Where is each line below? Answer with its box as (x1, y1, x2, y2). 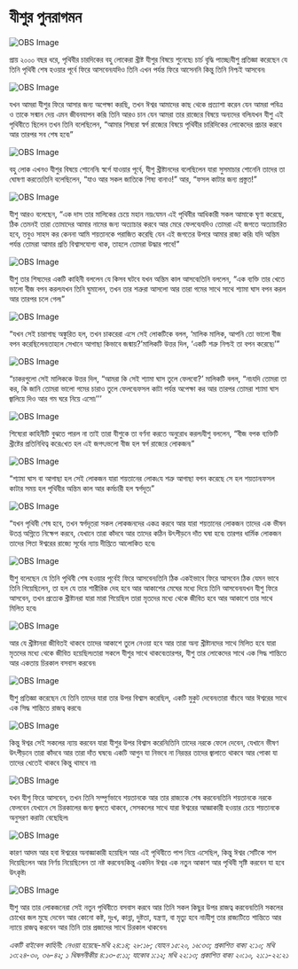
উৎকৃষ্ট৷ (9, 867, 27, 878)
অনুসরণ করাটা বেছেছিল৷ (9, 812, 69, 823)
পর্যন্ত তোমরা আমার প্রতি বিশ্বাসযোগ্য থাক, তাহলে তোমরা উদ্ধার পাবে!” (9, 238, 180, 249)
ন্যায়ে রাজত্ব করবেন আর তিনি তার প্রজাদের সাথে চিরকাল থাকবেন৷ (9, 921, 168, 933)
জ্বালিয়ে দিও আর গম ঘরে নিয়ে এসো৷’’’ (9, 393, 102, 403)
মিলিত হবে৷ (9, 602, 37, 613)
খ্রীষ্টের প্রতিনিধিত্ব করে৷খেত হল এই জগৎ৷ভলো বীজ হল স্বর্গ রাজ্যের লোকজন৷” (9, 438, 195, 449)
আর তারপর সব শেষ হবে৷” (9, 129, 74, 139)
